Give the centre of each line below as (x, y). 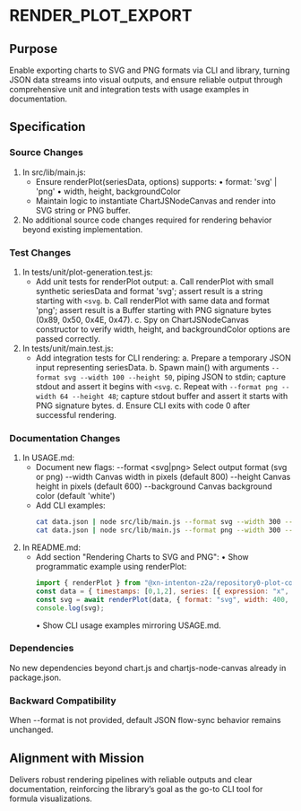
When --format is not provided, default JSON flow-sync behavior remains (145, 720)
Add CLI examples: (70, 506)
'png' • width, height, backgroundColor (108, 191)
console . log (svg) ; (70, 608)
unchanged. (31, 730)
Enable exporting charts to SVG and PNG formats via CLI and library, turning (150, 70)
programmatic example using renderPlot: (111, 567)
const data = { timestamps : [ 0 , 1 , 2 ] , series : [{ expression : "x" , (162, 591)
